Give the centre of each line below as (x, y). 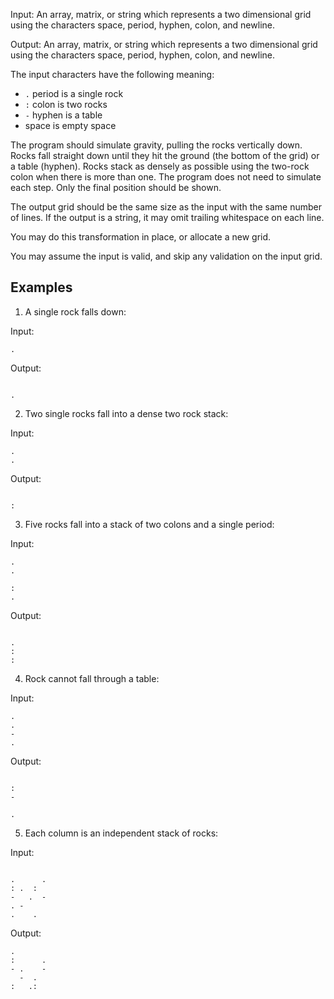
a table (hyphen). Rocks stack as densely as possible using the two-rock (160, 166)
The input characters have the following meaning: (112, 74)
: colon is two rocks (66, 104)
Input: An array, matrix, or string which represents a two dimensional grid (161, 14)
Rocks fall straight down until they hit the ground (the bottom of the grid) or (165, 155)
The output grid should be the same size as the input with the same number (166, 207)
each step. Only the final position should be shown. (116, 187)
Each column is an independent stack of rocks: (121, 833)
